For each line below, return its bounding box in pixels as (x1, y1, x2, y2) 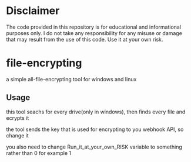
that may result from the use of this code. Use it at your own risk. (6, 36, 163, 43)
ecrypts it (6, 114, 29, 121)
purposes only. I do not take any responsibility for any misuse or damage (6, 29, 182, 36)
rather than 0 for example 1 (6, 149, 72, 156)
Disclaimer (6, 4, 60, 18)
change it (6, 132, 29, 139)
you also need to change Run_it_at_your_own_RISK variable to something (6, 143, 182, 150)
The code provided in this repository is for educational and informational (6, 23, 181, 30)
